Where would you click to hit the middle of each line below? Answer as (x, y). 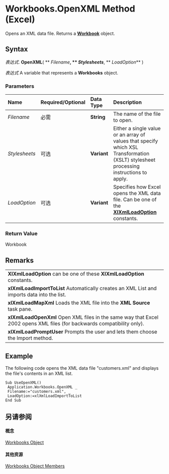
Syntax (17, 49)
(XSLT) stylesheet (134, 160)
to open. (123, 120)
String (98, 117)
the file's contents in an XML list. (39, 373)
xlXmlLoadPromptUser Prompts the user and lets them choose (82, 332)
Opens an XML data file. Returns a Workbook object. (60, 33)
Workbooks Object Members (35, 466)
